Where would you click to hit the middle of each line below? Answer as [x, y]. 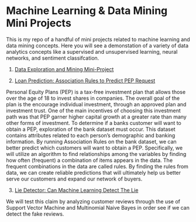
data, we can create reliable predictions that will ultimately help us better [94, 172]
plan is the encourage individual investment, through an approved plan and [96, 104]
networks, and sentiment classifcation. [53, 58]
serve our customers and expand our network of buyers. [74, 179]
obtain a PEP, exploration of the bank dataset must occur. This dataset [91, 129]
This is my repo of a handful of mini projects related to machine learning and [98, 39]
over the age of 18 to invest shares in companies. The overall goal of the [93, 98]
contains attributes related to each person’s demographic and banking [91, 135]
